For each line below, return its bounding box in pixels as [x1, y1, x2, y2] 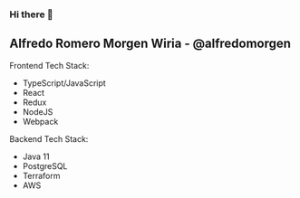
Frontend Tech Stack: [9, 60, 90, 71]
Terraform [22, 170, 61, 181]
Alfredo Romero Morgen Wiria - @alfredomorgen [9, 36, 292, 52]
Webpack [22, 116, 59, 127]
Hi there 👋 [9, 8, 54, 21]
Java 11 [22, 151, 50, 162]
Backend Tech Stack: [9, 133, 89, 144]
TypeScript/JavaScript [22, 77, 106, 89]
